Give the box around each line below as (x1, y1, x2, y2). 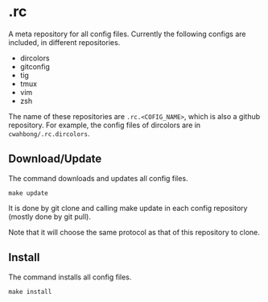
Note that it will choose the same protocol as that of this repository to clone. (8, 227, 260, 237)
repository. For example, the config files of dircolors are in (8, 120, 201, 130)
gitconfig (19, 61, 51, 71)
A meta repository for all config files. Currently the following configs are (8, 29, 246, 39)
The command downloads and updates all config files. (8, 173, 188, 183)
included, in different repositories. (8, 37, 121, 47)
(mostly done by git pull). (8, 212, 91, 221)
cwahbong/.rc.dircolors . (8, 128, 90, 139)
